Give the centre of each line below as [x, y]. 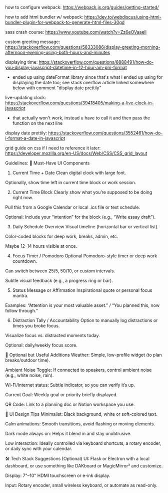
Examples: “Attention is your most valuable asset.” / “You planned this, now [82, 305]
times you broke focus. [36, 326]
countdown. [25, 261]
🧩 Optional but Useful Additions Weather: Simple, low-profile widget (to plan [83, 355]
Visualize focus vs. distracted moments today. [52, 335]
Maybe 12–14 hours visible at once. [41, 246]
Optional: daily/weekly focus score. [41, 345]
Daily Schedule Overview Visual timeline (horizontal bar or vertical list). [85, 227]
